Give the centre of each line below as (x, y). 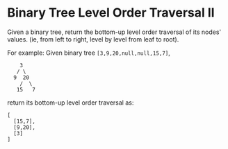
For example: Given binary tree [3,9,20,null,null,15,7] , (89, 53)
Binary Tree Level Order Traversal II (111, 13)
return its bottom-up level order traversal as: (71, 103)
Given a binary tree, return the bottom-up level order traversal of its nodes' (114, 32)
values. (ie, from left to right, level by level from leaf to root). (93, 39)
